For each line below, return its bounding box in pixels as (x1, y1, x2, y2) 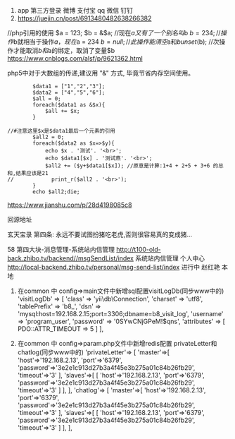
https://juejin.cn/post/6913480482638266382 (17, 14, 152, 23)
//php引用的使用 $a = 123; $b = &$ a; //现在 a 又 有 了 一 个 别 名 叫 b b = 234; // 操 (7, 29, 227, 37)
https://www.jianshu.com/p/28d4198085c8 (7, 200, 132, 209)
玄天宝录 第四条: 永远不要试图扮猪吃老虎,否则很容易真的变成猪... (7, 230, 193, 239)
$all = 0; (32, 95, 61, 102)
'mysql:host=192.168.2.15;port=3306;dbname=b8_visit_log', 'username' (17, 310, 224, 318)
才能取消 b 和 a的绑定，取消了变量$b (13, 47, 115, 54)
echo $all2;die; (32, 188, 80, 196)
